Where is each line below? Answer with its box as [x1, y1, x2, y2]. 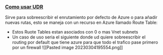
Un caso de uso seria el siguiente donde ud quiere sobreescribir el [12, 34, 146, 40]
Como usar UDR [5, 3, 43, 10]
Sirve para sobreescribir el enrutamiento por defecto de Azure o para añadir [5, 15, 158, 20]
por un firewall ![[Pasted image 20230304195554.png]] [12, 45, 123, 51]
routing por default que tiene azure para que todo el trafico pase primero [12, 39, 158, 45]
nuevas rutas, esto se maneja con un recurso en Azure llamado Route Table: [5, 19, 158, 25]
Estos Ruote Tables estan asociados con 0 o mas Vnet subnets [12, 29, 139, 35]
